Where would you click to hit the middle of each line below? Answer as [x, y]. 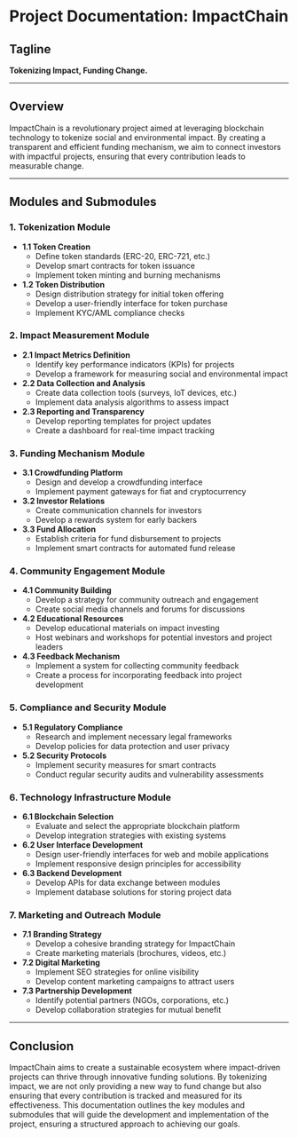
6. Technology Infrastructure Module [90, 797]
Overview [37, 107]
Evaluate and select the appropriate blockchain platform [137, 826]
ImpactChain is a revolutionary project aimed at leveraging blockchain [137, 128]
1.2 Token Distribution [63, 284]
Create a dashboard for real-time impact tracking [125, 430]
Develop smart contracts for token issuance [115, 265]
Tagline [30, 49]
